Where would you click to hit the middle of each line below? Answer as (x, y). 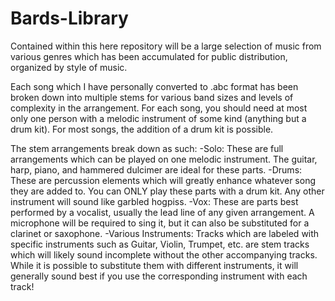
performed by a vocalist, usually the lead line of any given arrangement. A (162, 212)
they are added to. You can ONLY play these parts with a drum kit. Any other (167, 191)
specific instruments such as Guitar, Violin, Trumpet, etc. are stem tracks (160, 244)
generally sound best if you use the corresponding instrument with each (159, 276)
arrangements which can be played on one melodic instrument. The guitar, (164, 159)
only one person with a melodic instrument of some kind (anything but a (158, 118)
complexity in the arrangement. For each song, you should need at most (159, 108)
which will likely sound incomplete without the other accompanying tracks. (164, 254)
